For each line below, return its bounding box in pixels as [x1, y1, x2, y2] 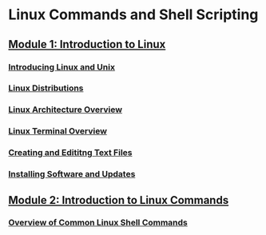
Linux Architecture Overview [8, 104, 122, 115]
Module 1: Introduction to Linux [8, 38, 166, 51]
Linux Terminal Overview [8, 125, 108, 137]
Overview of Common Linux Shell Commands [8, 217, 188, 229]
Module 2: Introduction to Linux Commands [8, 193, 229, 207]
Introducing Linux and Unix [8, 62, 116, 73]
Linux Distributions [8, 82, 84, 94]
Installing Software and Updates [8, 169, 136, 180]
